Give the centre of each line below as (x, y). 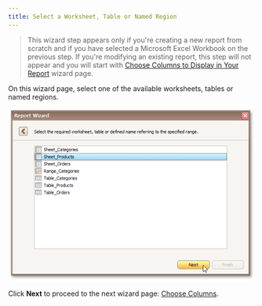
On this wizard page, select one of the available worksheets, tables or (121, 88)
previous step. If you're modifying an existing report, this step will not (139, 56)
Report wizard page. (60, 73)
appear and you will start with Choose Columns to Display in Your (133, 65)
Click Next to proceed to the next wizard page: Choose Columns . (113, 293)
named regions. (33, 97)
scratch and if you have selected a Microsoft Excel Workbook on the (138, 48)
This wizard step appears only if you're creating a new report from (135, 40)
